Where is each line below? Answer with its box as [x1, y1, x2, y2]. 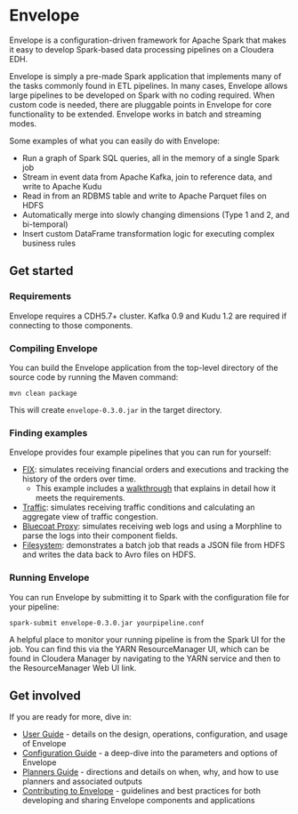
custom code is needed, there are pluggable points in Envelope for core [9, 99, 272, 109]
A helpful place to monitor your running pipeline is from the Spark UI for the [9, 633, 286, 645]
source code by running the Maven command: [9, 371, 179, 383]
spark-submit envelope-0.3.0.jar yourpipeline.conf [9, 618, 205, 627]
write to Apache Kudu [21, 181, 102, 191]
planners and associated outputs [21, 776, 142, 787]
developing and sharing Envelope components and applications [21, 795, 255, 806]
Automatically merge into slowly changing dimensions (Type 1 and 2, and [21, 209, 290, 220]
